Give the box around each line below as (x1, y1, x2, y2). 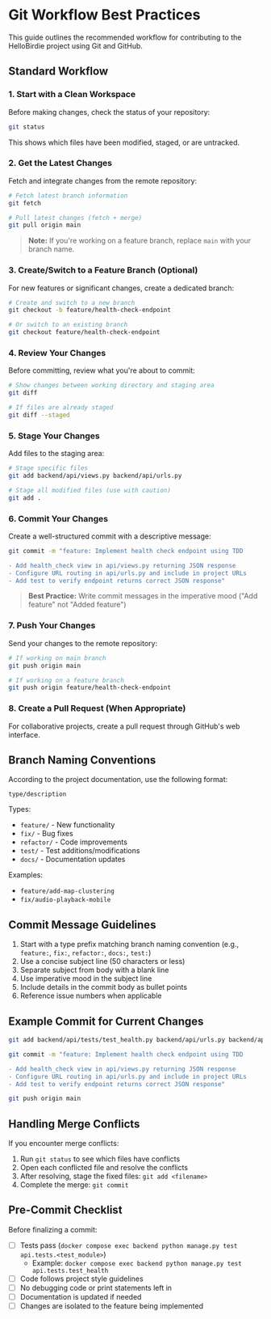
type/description (8, 790, 67, 798)
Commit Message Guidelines (8, 918, 156, 932)
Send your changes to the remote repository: (8, 638, 158, 648)
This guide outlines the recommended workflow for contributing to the (8, 32, 242, 42)
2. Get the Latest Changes (8, 158, 113, 169)
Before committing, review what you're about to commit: (8, 366, 195, 375)
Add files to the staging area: (8, 449, 105, 459)
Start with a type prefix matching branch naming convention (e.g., (19, 940, 240, 949)
